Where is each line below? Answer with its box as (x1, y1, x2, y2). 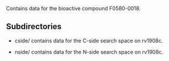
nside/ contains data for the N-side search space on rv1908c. (14, 48, 164, 55)
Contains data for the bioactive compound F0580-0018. (6, 5, 141, 12)
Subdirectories (6, 21, 62, 31)
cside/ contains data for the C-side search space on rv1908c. (14, 37, 163, 44)
